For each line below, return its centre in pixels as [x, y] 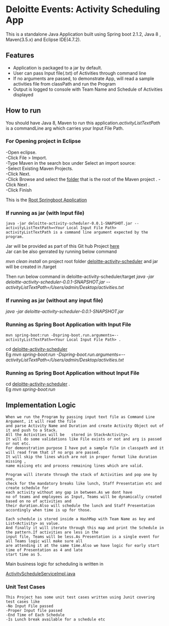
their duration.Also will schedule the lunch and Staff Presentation [80, 505]
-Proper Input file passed [34, 611]
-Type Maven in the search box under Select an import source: [71, 163]
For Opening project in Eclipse [43, 141]
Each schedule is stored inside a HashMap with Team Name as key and [80, 519]
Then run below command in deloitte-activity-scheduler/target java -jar [80, 277]
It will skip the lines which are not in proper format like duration [81, 457]
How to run [23, 111]
